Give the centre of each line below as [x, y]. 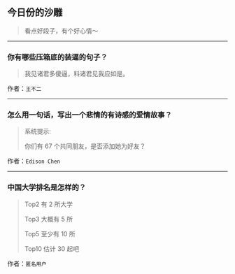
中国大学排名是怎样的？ [47, 187]
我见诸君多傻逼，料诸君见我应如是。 [77, 74]
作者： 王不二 [24, 89]
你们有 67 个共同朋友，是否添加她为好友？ [85, 146]
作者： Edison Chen [34, 161]
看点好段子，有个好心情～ [61, 31]
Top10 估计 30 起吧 [52, 248]
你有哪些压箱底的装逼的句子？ [58, 57]
